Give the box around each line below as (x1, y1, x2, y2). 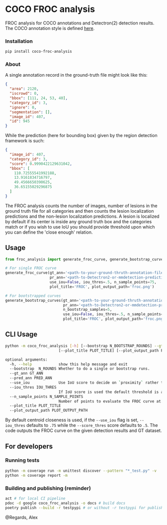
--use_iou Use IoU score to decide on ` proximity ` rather (9, 380, 159, 386)
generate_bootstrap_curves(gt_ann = (5, 298, 79, 303)
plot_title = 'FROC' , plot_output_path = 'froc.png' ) (49, 284, 155, 289)
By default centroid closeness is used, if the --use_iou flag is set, (5, 417, 139, 423)
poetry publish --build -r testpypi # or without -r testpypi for (5, 505, 146, 510)
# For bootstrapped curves (5, 293, 61, 298)
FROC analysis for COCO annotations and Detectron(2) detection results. (5, 20, 155, 26)
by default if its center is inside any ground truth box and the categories (5, 218, 152, 225)
